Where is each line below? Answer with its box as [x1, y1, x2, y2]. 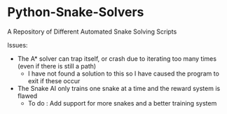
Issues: [7, 41, 28, 49]
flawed [17, 92, 38, 100]
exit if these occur [27, 76, 81, 85]
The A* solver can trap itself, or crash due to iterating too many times [17, 54, 217, 63]
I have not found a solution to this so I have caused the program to [27, 69, 219, 78]
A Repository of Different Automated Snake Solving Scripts [7, 27, 177, 36]
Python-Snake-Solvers [7, 4, 144, 20]
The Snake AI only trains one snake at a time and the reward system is [17, 84, 221, 92]
